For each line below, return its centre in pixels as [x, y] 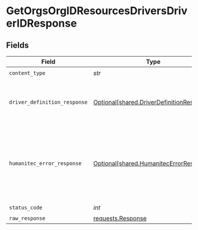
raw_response [27, 218]
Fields [18, 45]
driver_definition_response [48, 102]
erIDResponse [42, 23]
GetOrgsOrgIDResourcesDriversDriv [97, 11]
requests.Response [120, 218]
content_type [27, 73]
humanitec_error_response [45, 163]
